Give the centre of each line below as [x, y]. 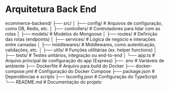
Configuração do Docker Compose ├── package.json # [97, 71]
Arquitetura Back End [51, 9]
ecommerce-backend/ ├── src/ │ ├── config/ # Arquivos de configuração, [84, 23]
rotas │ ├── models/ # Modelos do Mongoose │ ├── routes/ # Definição [81, 34]
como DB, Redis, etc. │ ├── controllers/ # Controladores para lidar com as [83, 28]
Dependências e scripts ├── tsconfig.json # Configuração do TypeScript [81, 76]
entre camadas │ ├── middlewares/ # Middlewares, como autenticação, [80, 44]
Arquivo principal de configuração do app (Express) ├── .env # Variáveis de [85, 60]
